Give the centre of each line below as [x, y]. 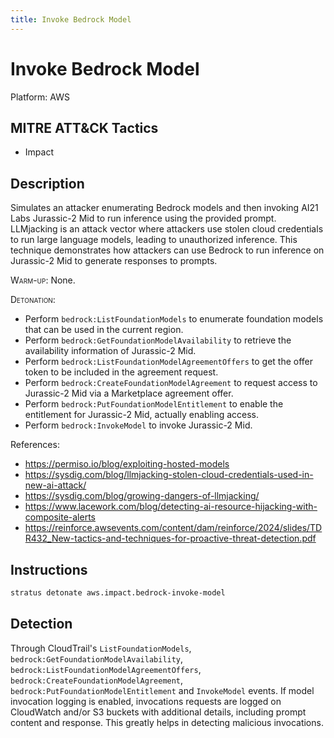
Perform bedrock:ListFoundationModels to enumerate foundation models [174, 319]
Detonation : [33, 300]
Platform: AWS [40, 97]
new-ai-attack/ [55, 485]
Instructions [49, 569]
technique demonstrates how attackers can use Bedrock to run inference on [167, 250]
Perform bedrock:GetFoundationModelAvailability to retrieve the [158, 340]
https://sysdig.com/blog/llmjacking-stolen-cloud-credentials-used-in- [169, 475]
